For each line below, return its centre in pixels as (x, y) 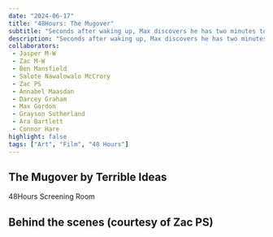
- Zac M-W (28, 62)
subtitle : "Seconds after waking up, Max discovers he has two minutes (132, 31)
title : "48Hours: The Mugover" (61, 24)
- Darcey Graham (39, 99)
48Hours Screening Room (52, 196)
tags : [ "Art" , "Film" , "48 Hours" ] (69, 144)
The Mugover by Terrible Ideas (88, 177)
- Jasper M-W (34, 54)
